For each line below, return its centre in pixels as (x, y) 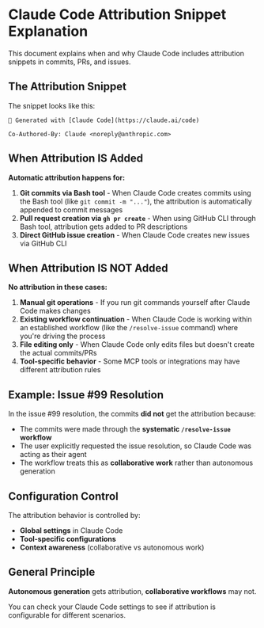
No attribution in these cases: (58, 287)
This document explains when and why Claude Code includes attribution (126, 53)
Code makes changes (55, 311)
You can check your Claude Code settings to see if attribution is (112, 607)
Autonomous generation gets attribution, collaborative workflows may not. (132, 591)
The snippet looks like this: (52, 105)
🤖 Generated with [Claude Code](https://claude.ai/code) (104, 120)
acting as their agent (53, 455)
